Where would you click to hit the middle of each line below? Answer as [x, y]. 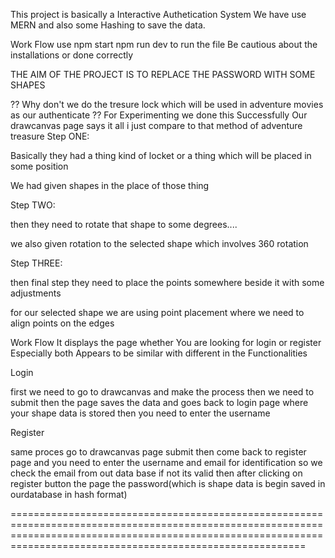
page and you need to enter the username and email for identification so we [166, 462]
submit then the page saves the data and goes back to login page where [159, 402]
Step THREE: [36, 263]
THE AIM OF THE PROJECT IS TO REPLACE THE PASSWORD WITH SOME [163, 74]
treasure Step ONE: [50, 136]
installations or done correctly [72, 55]
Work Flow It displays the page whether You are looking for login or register [166, 342]
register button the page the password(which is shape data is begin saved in [168, 483]
